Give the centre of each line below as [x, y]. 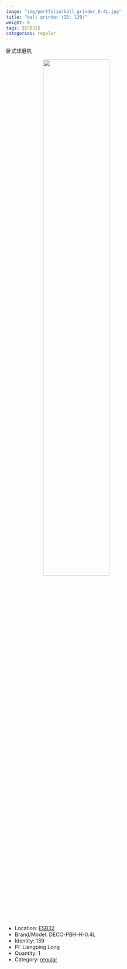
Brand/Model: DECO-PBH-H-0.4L [55, 935]
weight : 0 [18, 22]
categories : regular [31, 34]
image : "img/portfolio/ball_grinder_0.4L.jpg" [64, 11]
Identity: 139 [30, 941]
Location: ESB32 [35, 928]
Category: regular [36, 960]
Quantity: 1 [28, 953]
